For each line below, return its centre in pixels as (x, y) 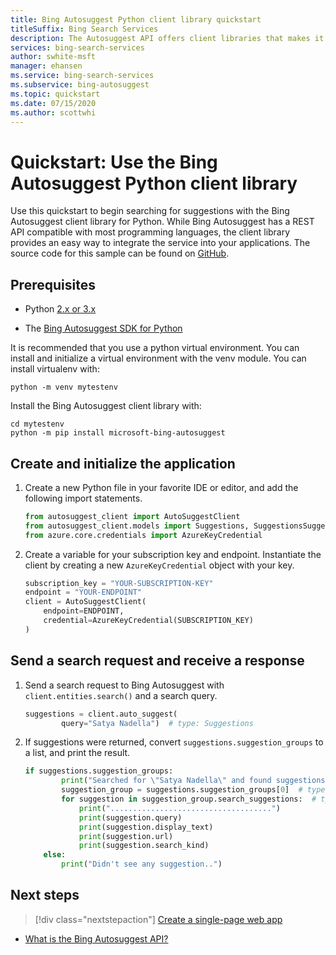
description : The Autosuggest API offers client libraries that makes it (167, 38)
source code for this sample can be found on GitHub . (120, 253)
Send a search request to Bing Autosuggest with (124, 685)
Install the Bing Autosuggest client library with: (106, 406)
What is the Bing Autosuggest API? (96, 938)
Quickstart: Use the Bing (114, 162)
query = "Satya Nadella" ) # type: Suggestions (157, 723)
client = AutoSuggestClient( (85, 602)
